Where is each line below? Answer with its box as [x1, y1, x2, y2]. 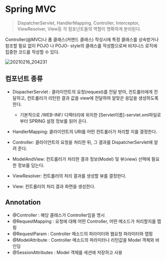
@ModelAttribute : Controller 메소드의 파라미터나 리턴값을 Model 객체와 [12, 237, 155, 243]
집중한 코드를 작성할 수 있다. [5, 49, 60, 55]
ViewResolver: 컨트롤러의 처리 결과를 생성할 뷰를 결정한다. [12, 173, 127, 179]
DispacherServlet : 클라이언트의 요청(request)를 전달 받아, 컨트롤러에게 [12, 89, 153, 95]
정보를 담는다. [17, 162, 45, 168]
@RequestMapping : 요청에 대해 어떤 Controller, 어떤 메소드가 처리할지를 [12, 218, 156, 224]
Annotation [5, 198, 41, 207]
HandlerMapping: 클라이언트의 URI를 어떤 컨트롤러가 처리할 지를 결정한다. [12, 129, 158, 134]
